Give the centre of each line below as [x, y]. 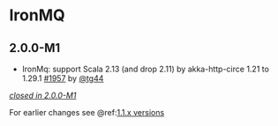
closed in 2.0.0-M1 [43, 95]
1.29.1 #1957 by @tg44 [63, 78]
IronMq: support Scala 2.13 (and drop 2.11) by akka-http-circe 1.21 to [145, 69]
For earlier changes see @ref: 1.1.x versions [87, 112]
